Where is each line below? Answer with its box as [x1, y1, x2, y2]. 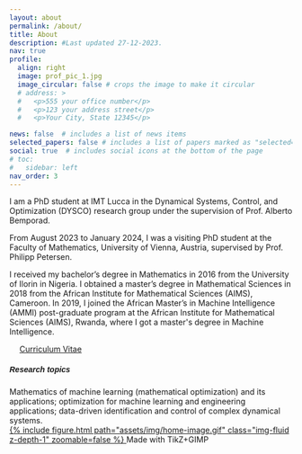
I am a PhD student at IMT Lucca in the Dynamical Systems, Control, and [9, 196, 279, 207]
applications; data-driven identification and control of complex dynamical [9, 405, 281, 416]
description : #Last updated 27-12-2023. [9, 38, 164, 48]
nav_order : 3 [9, 172, 58, 181]
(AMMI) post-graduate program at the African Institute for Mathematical [9, 307, 276, 318]
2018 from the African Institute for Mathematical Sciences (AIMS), [9, 289, 253, 299]
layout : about [9, 13, 63, 22]
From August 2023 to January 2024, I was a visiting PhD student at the [9, 233, 272, 244]
